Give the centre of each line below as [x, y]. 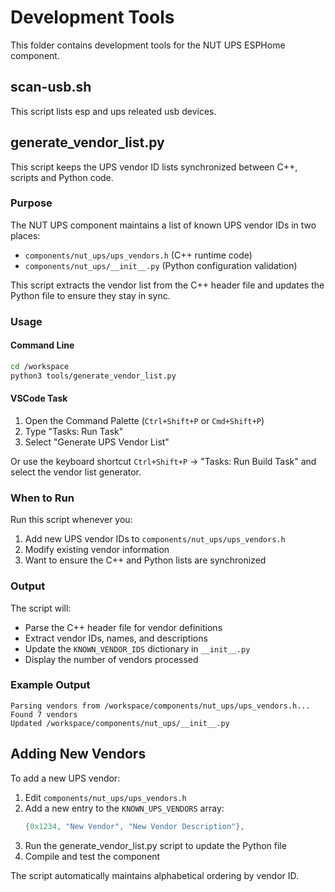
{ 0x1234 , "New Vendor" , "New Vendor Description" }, [134, 826]
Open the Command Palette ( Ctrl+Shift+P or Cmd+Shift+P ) [144, 420]
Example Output [50, 685]
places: [25, 235]
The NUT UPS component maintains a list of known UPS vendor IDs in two [163, 225]
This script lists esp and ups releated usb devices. [113, 111]
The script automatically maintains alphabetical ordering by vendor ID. [155, 875]
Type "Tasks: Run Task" [74, 431]
